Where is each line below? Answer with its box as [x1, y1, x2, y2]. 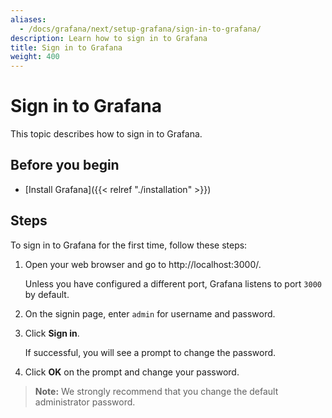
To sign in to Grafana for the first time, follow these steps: [10, 239, 248, 251]
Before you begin [10, 157, 120, 174]
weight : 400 [10, 52, 60, 62]
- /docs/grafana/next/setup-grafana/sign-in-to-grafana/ [19, 24, 262, 34]
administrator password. [34, 396, 136, 408]
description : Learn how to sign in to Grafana [10, 33, 208, 43]
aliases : [10, 14, 47, 25]
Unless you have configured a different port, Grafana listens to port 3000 [24, 277, 322, 290]
